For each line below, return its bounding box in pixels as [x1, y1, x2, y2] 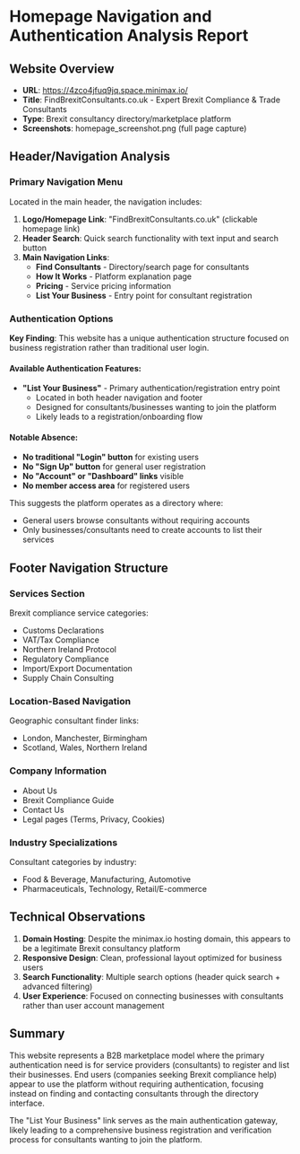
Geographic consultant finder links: [9, 715, 140, 726]
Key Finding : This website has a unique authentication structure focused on [9, 332, 289, 343]
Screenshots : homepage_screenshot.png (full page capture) [21, 123, 247, 134]
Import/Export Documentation [21, 663, 133, 674]
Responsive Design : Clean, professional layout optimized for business [21, 952, 283, 963]
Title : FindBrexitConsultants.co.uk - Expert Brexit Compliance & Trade [21, 94, 280, 105]
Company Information [9, 765, 107, 777]
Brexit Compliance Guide [21, 794, 115, 805]
